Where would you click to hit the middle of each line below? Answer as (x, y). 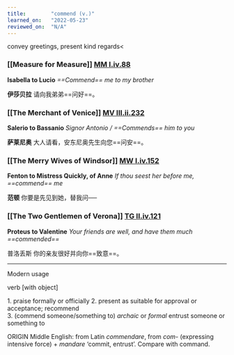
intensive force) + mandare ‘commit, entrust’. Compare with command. (109, 344)
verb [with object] (33, 287)
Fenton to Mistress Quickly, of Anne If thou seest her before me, (101, 176)
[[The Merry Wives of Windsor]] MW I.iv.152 (83, 160)
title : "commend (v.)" (51, 14)
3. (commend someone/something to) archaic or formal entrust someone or (116, 315)
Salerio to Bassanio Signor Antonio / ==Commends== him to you (101, 128)
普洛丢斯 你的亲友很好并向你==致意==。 (65, 253)
